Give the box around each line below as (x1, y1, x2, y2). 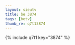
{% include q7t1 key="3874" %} (5, 35, 71, 41)
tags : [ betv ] (5, 16, 32, 21)
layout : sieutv (5, 7, 37, 12)
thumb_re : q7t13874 (5, 21, 46, 26)
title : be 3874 (5, 12, 37, 17)
